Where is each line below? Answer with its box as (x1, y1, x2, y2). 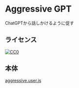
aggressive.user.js (5, 77, 42, 83)
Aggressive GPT (5, 3, 72, 15)
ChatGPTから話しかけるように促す (5, 20, 74, 26)
